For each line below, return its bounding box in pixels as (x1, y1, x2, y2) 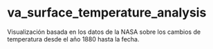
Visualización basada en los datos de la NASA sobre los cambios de (7, 28, 201, 36)
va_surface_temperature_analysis (7, 5, 207, 21)
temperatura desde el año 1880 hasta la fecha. (7, 35, 140, 43)
